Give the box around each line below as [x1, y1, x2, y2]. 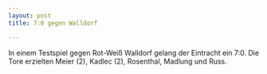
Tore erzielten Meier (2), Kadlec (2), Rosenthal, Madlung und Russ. [8, 56, 227, 66]
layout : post [8, 11, 52, 20]
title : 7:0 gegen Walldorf [8, 19, 98, 27]
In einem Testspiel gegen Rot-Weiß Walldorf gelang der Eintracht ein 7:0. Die [8, 48, 260, 57]
